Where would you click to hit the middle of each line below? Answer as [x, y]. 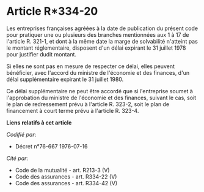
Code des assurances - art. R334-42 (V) [66, 183]
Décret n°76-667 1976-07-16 [51, 146]
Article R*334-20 [52, 11]
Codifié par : [21, 134]
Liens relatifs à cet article [39, 122]
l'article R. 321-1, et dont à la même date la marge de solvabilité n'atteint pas [102, 41]
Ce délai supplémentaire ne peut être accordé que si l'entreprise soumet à [100, 91]
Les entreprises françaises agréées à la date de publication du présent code [102, 28]
